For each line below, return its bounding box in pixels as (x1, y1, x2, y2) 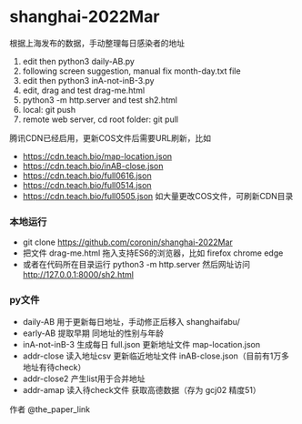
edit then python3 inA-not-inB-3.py (22, 75, 155, 86)
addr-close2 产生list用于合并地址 (22, 373, 146, 384)
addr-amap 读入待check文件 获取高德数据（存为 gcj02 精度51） (22, 384, 261, 395)
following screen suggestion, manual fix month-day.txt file (22, 66, 241, 76)
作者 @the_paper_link (9, 403, 91, 415)
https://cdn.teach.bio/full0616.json (22, 170, 152, 181)
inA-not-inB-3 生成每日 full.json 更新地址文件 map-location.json (22, 338, 261, 349)
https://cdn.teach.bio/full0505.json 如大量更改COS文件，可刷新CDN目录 (22, 190, 294, 201)
